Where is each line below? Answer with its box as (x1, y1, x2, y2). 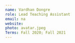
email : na (5, 16, 26, 21)
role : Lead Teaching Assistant (5, 12, 70, 17)
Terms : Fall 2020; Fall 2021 (5, 30, 66, 35)
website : (5, 21, 23, 26)
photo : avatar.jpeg (5, 26, 46, 31)
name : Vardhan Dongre (5, 7, 50, 12)
